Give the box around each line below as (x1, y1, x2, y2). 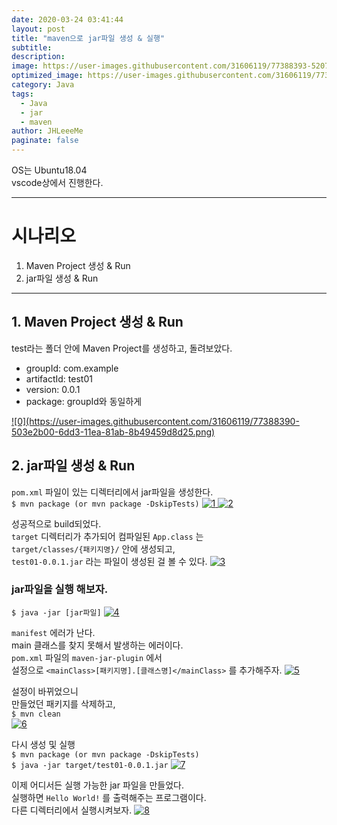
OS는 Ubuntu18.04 (11, 164, 88, 176)
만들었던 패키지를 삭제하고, (11, 697, 116, 710)
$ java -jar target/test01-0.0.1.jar (11, 760, 169, 770)
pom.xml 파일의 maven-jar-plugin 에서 (11, 651, 163, 663)
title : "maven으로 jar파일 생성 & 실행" (11, 33, 166, 43)
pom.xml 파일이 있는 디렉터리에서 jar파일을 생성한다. (11, 486, 214, 498)
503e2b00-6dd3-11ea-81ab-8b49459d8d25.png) (11, 426, 216, 438)
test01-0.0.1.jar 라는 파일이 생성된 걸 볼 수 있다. (11, 555, 208, 567)
